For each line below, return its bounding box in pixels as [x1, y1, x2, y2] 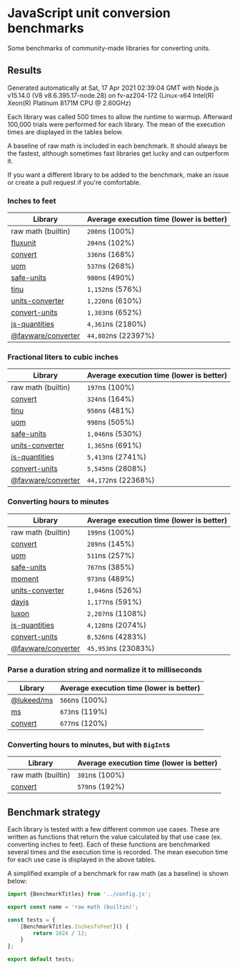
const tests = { [7, 916, 56, 924]
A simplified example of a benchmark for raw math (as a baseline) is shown [7, 869, 229, 878]
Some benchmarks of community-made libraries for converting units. [7, 44, 210, 52]
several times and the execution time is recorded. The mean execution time [7, 848, 228, 857]
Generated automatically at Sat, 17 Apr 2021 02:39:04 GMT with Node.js [7, 84, 220, 92]
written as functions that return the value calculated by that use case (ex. [7, 833, 223, 842]
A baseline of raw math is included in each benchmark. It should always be [7, 141, 228, 150]
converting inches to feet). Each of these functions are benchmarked [7, 840, 210, 849]
